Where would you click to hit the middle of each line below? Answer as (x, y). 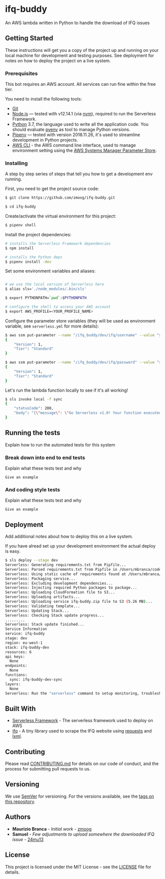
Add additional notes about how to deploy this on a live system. (69, 537)
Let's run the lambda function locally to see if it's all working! (67, 390)
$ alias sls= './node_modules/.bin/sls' (46, 289)
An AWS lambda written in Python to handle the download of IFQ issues (77, 23)
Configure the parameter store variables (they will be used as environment (80, 321)
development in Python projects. (45, 140)
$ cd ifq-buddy (21, 207)
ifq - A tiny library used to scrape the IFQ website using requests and (82, 731)
